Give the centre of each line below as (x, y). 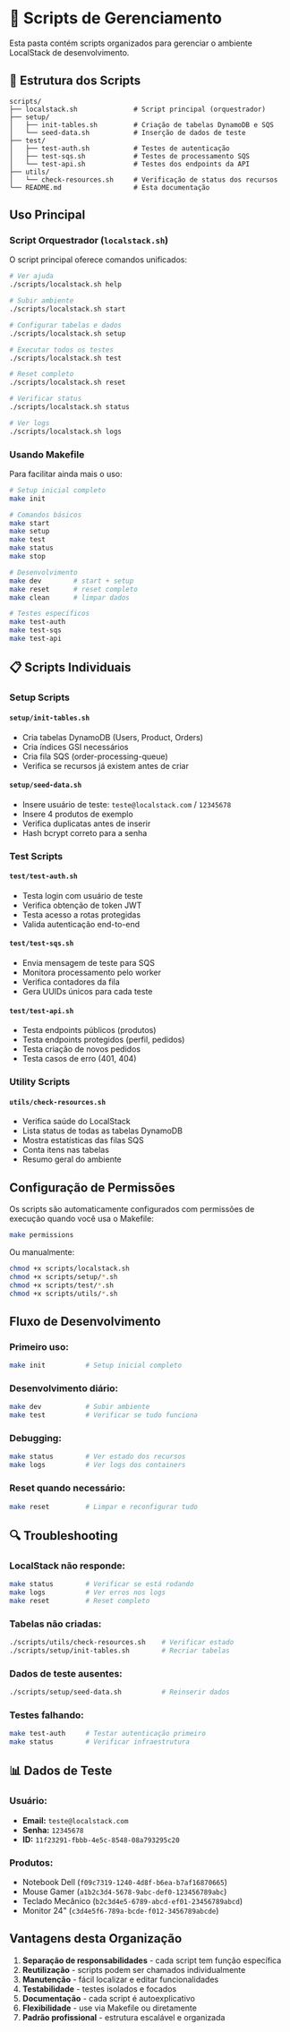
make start (30, 523)
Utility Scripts (40, 1082)
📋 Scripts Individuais (70, 667)
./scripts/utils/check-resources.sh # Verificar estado (122, 1642)
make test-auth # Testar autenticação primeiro (107, 1734)
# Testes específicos (50, 614)
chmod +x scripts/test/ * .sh (62, 1285)
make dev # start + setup (72, 581)
